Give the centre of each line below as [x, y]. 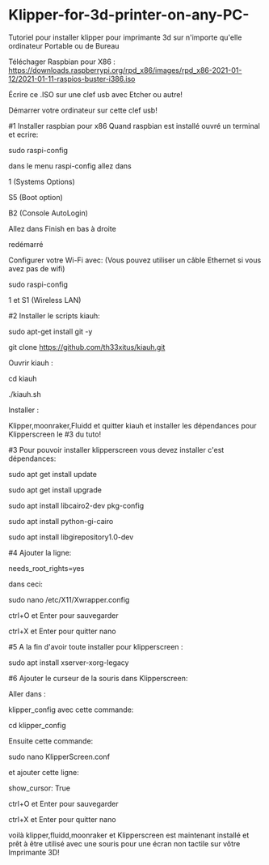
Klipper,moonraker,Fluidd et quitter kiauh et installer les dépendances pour [132, 425]
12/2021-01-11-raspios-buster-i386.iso [72, 79]
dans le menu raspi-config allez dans [70, 166]
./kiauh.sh [25, 394]
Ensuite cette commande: [51, 741]
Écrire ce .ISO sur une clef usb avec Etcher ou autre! [96, 94]
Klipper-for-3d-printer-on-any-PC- [129, 15]
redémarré [26, 244]
